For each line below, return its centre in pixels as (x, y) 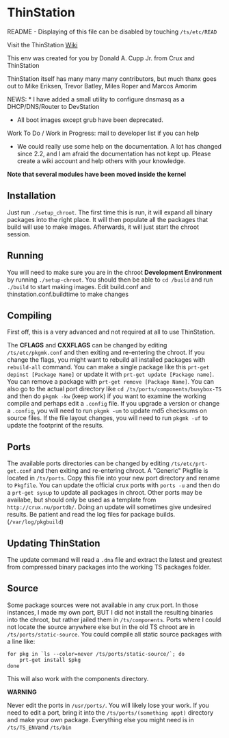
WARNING (22, 692)
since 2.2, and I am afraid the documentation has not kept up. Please (114, 153)
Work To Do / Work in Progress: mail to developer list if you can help (103, 133)
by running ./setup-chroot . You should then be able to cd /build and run (110, 280)
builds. (166, 515)
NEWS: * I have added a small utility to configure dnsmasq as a (96, 99)
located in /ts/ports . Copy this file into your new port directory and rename (113, 478)
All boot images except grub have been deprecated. (90, 120)
